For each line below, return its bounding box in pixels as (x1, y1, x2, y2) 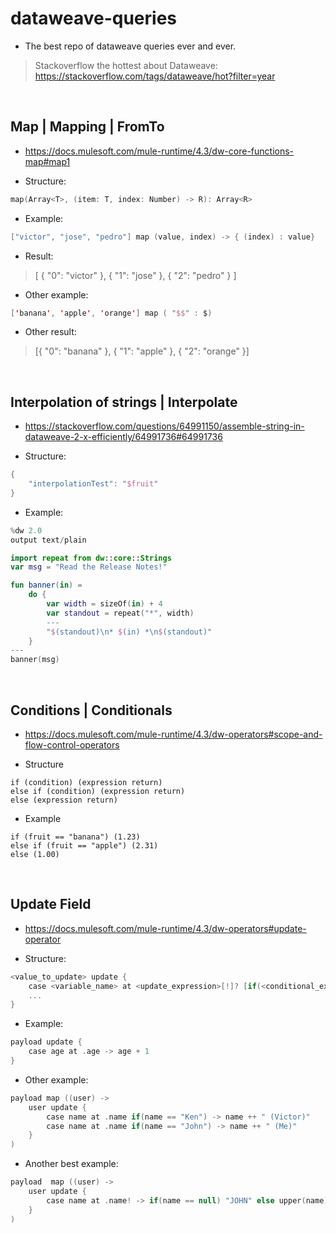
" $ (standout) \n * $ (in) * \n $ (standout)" (46, 627, 213, 637)
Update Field (10, 896, 92, 913)
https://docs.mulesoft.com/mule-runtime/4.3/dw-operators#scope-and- (24, 728, 323, 740)
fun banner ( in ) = (10, 580, 83, 591)
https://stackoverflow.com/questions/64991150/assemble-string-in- (24, 420, 305, 432)
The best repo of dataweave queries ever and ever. (24, 40, 237, 52)
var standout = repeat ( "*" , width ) (46, 608, 195, 618)
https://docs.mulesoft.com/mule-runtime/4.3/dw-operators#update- (24, 922, 307, 934)
